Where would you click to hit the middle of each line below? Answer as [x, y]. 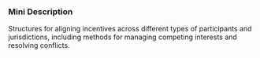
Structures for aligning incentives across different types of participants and [130, 29]
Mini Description [41, 12]
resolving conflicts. [39, 45]
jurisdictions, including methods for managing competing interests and [123, 37]
